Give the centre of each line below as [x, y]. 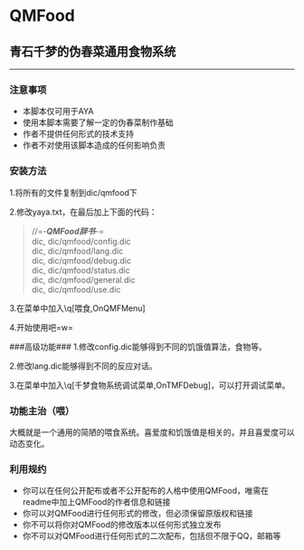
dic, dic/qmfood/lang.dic [77, 251]
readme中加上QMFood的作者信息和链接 [96, 502]
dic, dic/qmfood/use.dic [76, 289]
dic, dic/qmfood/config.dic [81, 241]
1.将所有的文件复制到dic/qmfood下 [73, 192]
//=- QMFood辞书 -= [67, 231]
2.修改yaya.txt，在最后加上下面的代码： [83, 212]
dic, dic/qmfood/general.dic [83, 280]
